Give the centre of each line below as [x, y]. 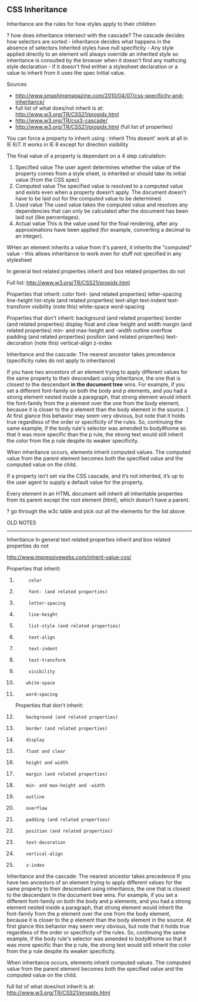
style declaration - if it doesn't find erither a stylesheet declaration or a [92, 66]
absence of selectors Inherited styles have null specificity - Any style [90, 48]
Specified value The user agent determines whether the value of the [98, 167]
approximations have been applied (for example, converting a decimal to [103, 229]
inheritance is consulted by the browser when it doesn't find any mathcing [97, 60]
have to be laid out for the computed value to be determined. [89, 198]
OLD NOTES [21, 522]
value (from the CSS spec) [47, 179]
